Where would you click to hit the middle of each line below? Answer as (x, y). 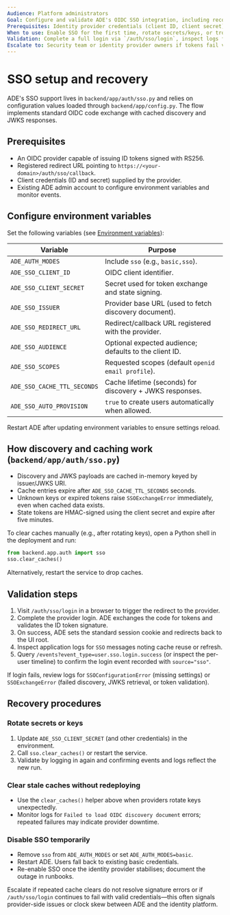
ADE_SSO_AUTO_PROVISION (49, 406)
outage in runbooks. (45, 877)
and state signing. (133, 292)
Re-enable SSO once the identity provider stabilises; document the (111, 869)
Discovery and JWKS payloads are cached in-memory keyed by (107, 476)
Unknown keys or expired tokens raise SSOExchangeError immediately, (115, 498)
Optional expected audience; (151, 342)
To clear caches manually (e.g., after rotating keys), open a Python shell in (112, 533)
